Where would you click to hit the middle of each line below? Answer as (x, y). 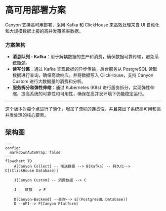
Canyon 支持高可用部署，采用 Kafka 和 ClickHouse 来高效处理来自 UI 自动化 (82, 25)
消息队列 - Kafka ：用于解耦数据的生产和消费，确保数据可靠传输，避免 (83, 57)
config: (13, 148)
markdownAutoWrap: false (35, 153)
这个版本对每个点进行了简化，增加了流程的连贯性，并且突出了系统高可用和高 (83, 109)
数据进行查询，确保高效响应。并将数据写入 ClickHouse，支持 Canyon (83, 75)
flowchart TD (19, 161)
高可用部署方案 (36, 10)
